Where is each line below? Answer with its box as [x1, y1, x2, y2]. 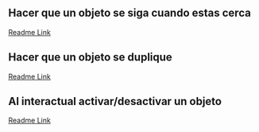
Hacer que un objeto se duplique [8, 51, 172, 64]
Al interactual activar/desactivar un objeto [8, 95, 222, 108]
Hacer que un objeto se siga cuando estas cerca [8, 6, 252, 20]
